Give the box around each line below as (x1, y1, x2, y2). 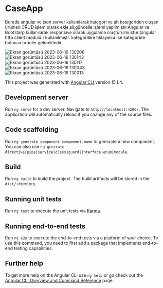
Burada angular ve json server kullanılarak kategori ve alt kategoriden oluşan (5, 19, 159, 25)
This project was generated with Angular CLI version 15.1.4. (5, 79, 124, 85)
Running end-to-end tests (5, 222, 86, 230)
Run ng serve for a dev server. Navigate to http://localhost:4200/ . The (5, 106, 149, 112)
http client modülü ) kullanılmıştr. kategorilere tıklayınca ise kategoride (5, 35, 145, 40)
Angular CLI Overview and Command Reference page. (5, 277, 114, 283)
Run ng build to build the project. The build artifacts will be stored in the (5, 176, 150, 181)
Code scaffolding (5, 126, 58, 134)
